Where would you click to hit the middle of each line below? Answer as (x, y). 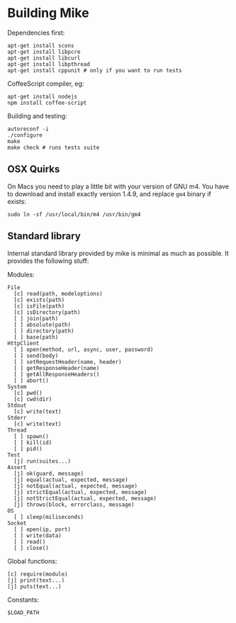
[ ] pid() (28, 449)
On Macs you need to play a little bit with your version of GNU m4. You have (118, 186)
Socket (17, 523)
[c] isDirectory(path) (47, 312)
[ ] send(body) (36, 356)
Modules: (21, 274)
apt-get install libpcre (44, 52)
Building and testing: (37, 116)
